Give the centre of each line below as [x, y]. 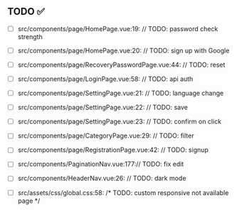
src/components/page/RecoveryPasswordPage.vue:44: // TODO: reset [121, 65]
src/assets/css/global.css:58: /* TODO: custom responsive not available [123, 193]
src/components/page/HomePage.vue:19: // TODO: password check [118, 28]
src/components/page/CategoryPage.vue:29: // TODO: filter [106, 136]
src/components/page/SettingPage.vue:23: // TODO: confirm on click [120, 122]
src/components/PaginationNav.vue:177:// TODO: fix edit [101, 164]
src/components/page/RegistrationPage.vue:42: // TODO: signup [113, 150]
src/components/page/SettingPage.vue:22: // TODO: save [103, 107]
